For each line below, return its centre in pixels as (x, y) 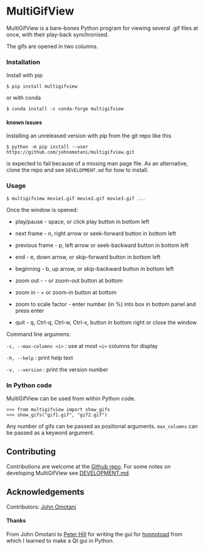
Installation (23, 62)
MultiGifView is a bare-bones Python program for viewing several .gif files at (102, 28)
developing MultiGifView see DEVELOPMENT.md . (69, 473)
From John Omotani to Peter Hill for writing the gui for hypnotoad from (94, 534)
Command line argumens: (39, 334)
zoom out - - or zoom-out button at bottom (69, 280)
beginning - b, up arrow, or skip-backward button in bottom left (94, 268)
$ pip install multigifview (42, 86)
